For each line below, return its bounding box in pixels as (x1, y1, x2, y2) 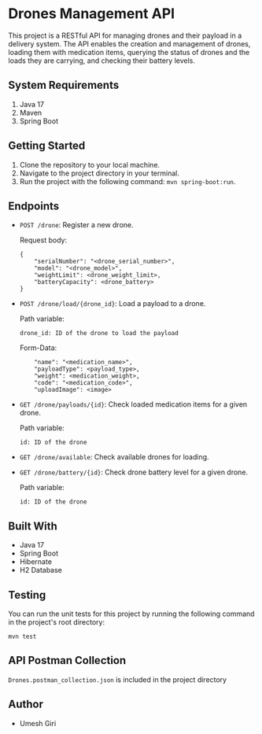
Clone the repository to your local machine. (19, 160, 160, 169)
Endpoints (8, 199, 60, 212)
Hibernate (19, 557, 53, 566)
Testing (8, 588, 46, 602)
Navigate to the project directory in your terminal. (19, 168, 179, 178)
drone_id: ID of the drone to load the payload (19, 330, 179, 337)
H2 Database (19, 566, 63, 575)
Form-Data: (19, 343, 57, 352)
